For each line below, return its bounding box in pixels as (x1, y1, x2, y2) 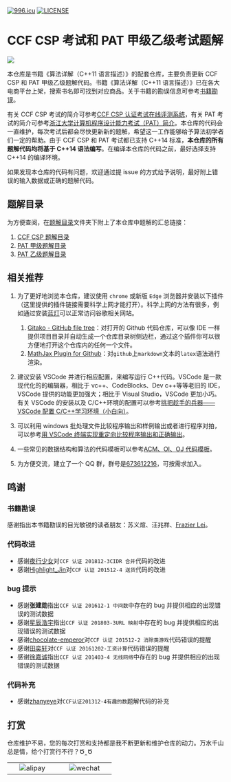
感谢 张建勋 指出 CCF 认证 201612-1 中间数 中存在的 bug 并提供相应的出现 (16, 601, 215, 609)
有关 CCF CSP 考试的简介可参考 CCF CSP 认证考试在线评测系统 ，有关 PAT (7, 110, 216, 118)
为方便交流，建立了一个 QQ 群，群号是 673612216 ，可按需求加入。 (16, 459, 205, 467)
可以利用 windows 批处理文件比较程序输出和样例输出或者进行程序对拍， (16, 421, 221, 430)
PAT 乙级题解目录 (16, 250, 67, 258)
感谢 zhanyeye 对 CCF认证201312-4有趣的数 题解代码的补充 (16, 697, 170, 706)
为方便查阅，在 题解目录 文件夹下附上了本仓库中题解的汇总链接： (7, 218, 188, 226)
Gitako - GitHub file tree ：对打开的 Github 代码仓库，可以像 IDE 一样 (27, 324, 221, 332)
